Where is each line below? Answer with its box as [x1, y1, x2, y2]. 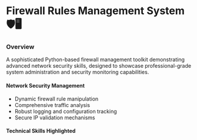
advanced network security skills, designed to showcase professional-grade [6, 62, 192, 69]
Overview [6, 43, 35, 51]
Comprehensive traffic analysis [14, 101, 90, 108]
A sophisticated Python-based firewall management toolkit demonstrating [6, 56, 185, 63]
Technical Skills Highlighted [6, 128, 76, 135]
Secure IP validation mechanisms [14, 114, 95, 121]
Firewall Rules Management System [6, 4, 185, 18]
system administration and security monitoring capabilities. [6, 69, 149, 76]
